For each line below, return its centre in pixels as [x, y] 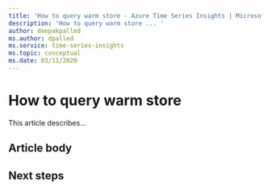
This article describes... [47, 122]
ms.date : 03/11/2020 [43, 61]
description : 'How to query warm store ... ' [86, 23]
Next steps [36, 175]
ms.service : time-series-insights [67, 46]
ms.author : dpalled [41, 38]
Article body [40, 149]
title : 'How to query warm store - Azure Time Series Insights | [120, 16]
